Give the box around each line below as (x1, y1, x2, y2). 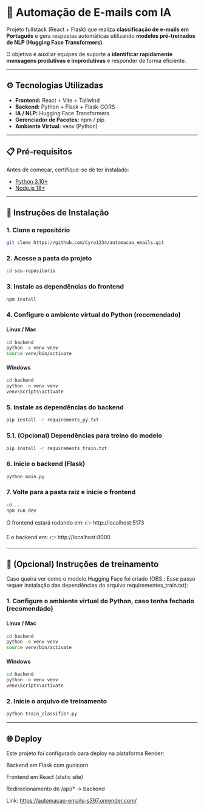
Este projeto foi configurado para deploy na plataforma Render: (6, 750, 165, 757)
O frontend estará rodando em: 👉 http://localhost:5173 (6, 518, 144, 526)
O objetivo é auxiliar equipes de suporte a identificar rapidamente (6, 50, 173, 57)
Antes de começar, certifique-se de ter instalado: (6, 166, 129, 173)
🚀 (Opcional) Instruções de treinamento (6, 559, 159, 569)
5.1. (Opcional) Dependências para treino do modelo (6, 431, 162, 440)
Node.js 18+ (15, 184, 46, 192)
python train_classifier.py (6, 711, 78, 717)
